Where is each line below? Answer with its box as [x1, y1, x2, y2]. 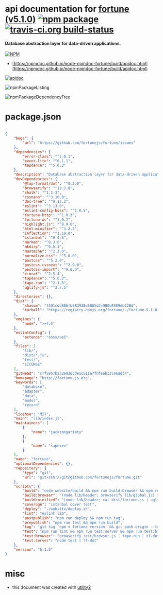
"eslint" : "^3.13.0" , [22, 204, 66, 209]
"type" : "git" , [22, 470, 53, 475]
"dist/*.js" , [22, 353, 49, 358]
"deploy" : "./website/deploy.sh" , [22, 507, 92, 511]
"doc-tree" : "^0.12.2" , [22, 199, 70, 204]
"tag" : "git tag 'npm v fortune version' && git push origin [22, 525, 149, 529]
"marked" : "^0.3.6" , [22, 240, 64, 245]
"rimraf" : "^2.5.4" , [22, 271, 64, 277]
